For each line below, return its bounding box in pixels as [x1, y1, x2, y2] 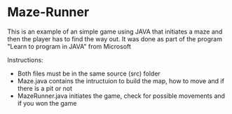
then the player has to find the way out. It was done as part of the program [7, 34, 223, 43]
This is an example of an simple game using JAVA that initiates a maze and [7, 27, 223, 36]
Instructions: [7, 55, 43, 64]
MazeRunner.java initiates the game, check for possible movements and [17, 92, 226, 100]
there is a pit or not [17, 84, 72, 92]
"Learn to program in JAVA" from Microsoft [7, 42, 132, 50]
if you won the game [17, 99, 77, 107]
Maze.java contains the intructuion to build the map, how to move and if [17, 76, 224, 85]
